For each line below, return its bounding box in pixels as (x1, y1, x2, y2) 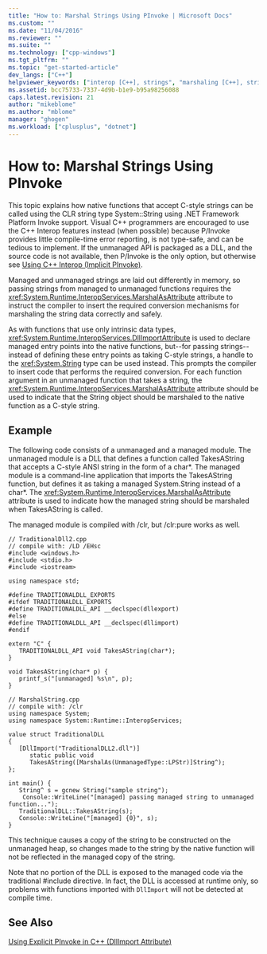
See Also (8, 916, 53, 929)
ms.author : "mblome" (8, 108, 77, 116)
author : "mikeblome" (8, 100, 77, 108)
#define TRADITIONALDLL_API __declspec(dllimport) (8, 618, 180, 626)
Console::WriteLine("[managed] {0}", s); (18, 814, 158, 822)
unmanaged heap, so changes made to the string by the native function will (8, 843, 256, 853)
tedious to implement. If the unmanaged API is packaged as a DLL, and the (8, 242, 253, 252)
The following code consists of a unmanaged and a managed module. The (8, 445, 252, 454)
